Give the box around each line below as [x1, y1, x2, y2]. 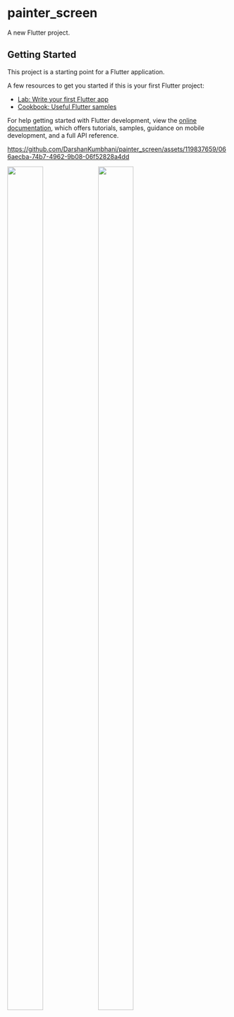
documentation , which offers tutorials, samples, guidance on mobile [7, 124, 204, 132]
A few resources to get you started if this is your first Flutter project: [7, 81, 204, 90]
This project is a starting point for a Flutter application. [7, 67, 165, 76]
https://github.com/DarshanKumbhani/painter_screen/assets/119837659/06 [7, 145, 227, 153]
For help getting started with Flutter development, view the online [7, 116, 197, 124]
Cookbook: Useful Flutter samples [17, 102, 117, 111]
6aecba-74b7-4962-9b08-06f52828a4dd [7, 152, 130, 160]
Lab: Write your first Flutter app [17, 95, 109, 103]
